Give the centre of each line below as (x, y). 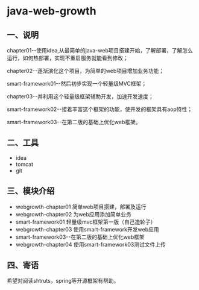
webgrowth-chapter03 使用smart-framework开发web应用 (87, 229)
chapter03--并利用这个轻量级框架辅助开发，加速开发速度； (80, 96)
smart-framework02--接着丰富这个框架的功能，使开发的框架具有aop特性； (100, 109)
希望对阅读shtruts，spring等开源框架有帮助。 (63, 281)
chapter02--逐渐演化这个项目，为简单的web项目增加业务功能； (86, 71)
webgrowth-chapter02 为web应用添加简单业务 (74, 214)
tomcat (24, 164)
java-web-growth (52, 11)
